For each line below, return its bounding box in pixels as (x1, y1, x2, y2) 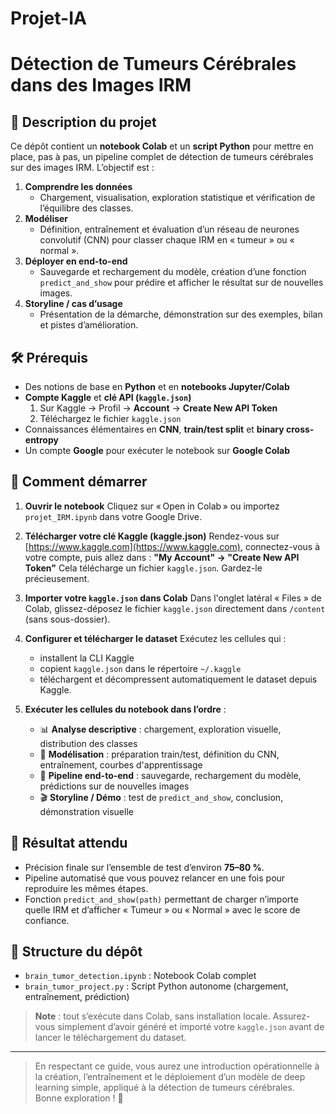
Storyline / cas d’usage (24, 298, 123, 310)
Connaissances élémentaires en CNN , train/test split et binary (24, 423, 285, 435)
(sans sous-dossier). (24, 613, 111, 625)
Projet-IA (10, 7, 87, 30)
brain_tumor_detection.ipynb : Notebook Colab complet (24, 970, 257, 982)
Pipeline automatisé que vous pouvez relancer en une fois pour (24, 872, 286, 884)
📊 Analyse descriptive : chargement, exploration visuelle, (39, 723, 282, 735)
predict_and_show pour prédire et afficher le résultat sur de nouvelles (39, 277, 324, 289)
